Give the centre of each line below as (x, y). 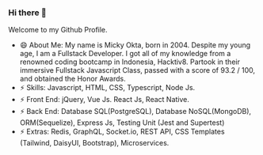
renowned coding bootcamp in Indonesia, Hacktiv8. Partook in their (130, 62)
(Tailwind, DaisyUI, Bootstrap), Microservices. (94, 143)
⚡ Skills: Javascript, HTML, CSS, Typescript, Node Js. (107, 88)
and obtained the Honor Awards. (72, 79)
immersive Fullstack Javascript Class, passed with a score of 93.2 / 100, (137, 70)
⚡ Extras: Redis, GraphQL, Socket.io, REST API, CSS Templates (122, 132)
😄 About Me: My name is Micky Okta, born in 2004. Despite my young (135, 45)
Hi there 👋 (28, 13)
